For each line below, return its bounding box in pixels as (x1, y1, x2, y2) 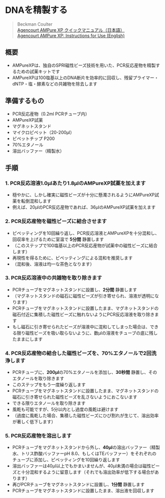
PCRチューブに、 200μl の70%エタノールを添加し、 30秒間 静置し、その (12, 369, 158, 375)
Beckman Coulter (17, 21, 53, 27)
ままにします (16, 336, 43, 342)
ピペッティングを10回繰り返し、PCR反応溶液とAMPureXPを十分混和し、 (12, 230, 160, 236)
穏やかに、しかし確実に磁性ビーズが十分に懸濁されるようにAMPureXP (12, 192, 155, 198)
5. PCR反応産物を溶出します (5, 432, 72, 439)
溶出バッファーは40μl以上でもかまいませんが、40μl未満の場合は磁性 (12, 463, 152, 469)
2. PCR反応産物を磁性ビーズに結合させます (5, 218, 107, 225)
